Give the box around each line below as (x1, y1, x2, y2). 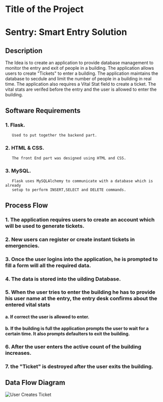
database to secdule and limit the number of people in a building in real (5, 76, 151, 82)
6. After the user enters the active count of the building (5, 343, 141, 350)
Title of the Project (5, 4, 84, 15)
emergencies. (5, 242, 40, 249)
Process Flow (5, 201, 48, 209)
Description (5, 46, 42, 55)
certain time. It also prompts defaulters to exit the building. (5, 330, 130, 337)
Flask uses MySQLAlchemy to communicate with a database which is (11, 179, 153, 184)
